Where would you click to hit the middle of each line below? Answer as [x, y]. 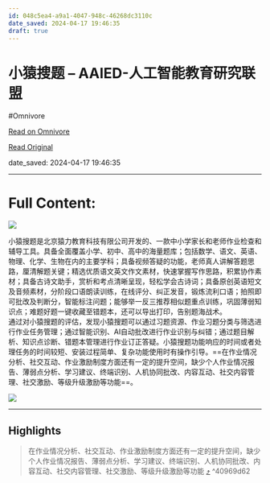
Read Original [31, 147]
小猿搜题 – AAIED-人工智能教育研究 [125, 73]
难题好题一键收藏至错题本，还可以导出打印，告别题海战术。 [128, 312]
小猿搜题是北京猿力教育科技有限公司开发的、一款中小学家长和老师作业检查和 [135, 242]
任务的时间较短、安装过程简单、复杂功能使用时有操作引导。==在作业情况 [136, 352]
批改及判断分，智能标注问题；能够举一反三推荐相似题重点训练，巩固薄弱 [135, 302]
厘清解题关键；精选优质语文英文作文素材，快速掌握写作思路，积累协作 [138, 271]
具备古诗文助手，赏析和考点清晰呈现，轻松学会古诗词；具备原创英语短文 [142, 282]
